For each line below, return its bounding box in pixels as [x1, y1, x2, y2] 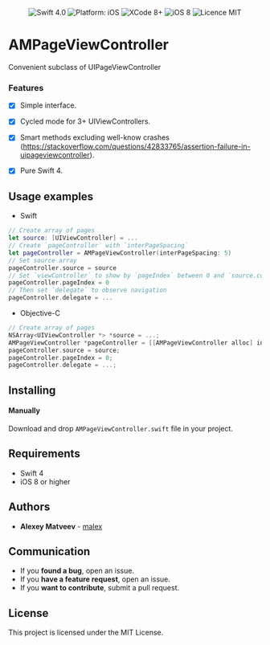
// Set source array [8, 256, 78, 264]
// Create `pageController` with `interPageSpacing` [8, 242, 189, 250]
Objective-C [19, 308, 61, 318]
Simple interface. [19, 100, 77, 110]
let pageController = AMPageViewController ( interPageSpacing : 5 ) [8, 249, 231, 257]
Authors [8, 500, 51, 514]
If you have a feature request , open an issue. [19, 574, 171, 584]
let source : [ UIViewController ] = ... [8, 234, 138, 243]
